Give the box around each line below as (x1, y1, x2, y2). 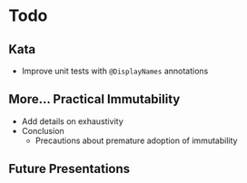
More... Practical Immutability (8, 91, 181, 107)
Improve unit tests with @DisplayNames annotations (21, 65, 209, 76)
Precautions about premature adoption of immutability (35, 135, 238, 146)
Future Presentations (8, 161, 131, 177)
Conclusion (21, 125, 64, 136)
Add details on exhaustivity (21, 115, 123, 127)
